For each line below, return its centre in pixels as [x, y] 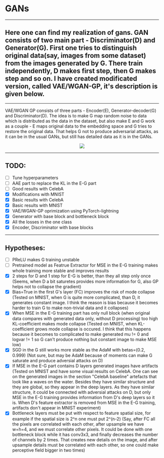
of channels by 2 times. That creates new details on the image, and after [85, 439]
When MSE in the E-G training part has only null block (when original [81, 313]
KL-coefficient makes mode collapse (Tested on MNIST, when [74, 324]
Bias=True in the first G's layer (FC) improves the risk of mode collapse [83, 292]
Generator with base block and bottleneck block [61, 216]
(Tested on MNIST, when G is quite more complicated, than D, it [76, 297]
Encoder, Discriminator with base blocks [53, 228]
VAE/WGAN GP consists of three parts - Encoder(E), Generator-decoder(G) [81, 110]
